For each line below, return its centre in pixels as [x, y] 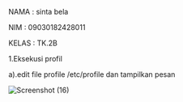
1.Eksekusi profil [36, 59]
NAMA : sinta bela [38, 12]
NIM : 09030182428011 [47, 27]
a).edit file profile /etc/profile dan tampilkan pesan [92, 74]
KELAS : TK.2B [33, 43]
